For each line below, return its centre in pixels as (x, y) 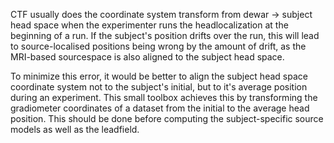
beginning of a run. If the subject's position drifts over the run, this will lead (165, 35)
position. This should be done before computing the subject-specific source (167, 118)
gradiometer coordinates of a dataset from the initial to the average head (160, 108)
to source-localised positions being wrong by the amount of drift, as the (158, 46)
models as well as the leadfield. (75, 129)
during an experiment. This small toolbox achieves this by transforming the (164, 97)
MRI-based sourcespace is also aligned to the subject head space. (147, 57)
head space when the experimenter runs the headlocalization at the (149, 25)
